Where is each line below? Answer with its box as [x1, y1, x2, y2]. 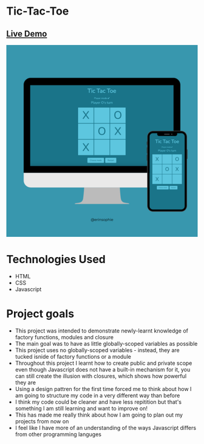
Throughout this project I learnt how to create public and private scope [15, 359, 192, 367]
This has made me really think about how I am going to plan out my [15, 411, 183, 418]
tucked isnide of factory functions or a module [15, 353, 132, 360]
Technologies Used [6, 253, 106, 266]
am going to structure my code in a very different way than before [15, 392, 180, 399]
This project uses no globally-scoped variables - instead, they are [15, 346, 180, 354]
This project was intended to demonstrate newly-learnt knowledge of [15, 327, 189, 334]
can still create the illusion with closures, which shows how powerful [15, 372, 187, 379]
